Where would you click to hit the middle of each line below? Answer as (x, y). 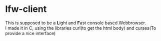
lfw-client (26, 9)
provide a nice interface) (30, 33)
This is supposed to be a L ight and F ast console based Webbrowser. (76, 23)
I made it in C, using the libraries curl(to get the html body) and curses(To (81, 28)
